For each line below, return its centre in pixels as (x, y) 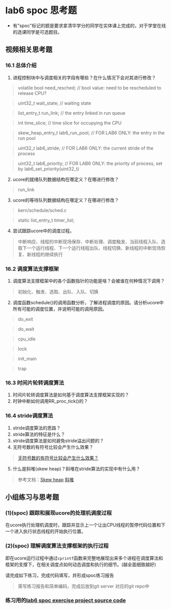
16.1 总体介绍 (21, 65)
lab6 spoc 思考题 (41, 10)
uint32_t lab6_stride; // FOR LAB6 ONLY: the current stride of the (86, 148)
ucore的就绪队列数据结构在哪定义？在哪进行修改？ (66, 179)
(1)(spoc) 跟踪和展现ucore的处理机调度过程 (59, 513)
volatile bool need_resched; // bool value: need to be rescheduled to (90, 88)
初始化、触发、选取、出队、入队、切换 (58, 291)
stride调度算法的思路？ (37, 428)
